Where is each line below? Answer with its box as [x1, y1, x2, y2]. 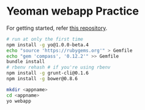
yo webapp [6, 98, 32, 104]
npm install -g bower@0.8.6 [6, 76, 78, 82]
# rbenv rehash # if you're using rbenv [6, 64, 111, 70]
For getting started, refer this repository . [6, 24, 108, 32]
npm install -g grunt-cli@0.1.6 [6, 70, 89, 77]
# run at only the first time [6, 36, 84, 42]
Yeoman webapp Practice [6, 4, 139, 18]
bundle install [6, 59, 45, 65]
